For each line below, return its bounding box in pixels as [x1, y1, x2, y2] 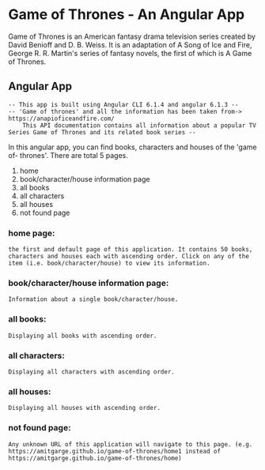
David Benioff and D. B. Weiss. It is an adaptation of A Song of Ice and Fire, [8, 39, 252, 49]
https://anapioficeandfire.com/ [8, 115, 115, 122]
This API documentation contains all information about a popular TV [22, 121, 257, 130]
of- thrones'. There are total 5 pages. [8, 150, 128, 160]
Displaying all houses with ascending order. [8, 404, 161, 412]
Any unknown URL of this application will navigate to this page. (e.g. [8, 440, 253, 448]
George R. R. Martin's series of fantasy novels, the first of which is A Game [8, 48, 252, 58]
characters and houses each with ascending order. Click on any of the [8, 253, 249, 261]
